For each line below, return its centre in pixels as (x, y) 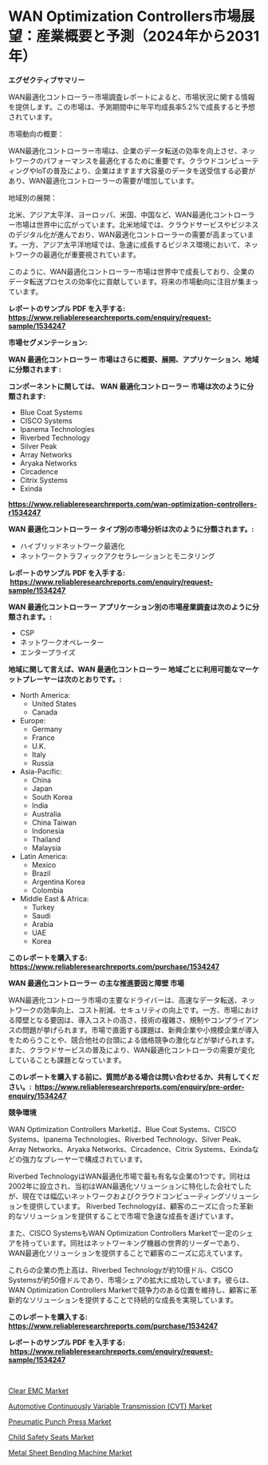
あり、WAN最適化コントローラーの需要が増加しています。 (103, 180)
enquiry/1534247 (37, 1095)
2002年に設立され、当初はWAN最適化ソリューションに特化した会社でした (130, 1186)
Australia (46, 814)
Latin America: (43, 856)
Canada (45, 712)
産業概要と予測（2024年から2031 (148, 36)
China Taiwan (54, 822)
